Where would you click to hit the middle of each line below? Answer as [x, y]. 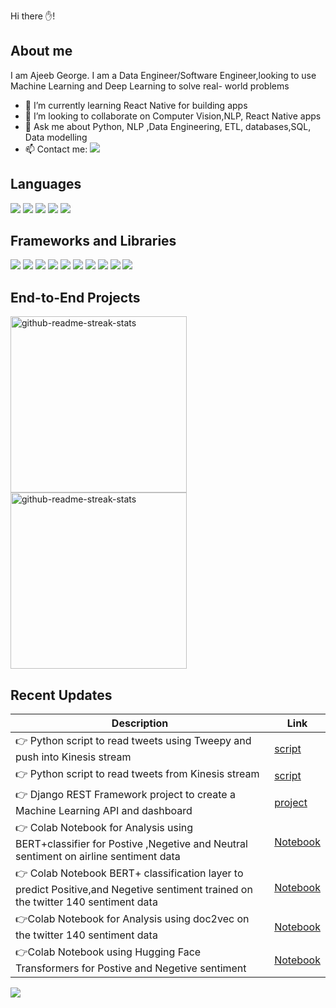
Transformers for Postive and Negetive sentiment [131, 968]
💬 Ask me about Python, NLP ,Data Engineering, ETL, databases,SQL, [168, 126]
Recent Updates [61, 695]
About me [41, 51]
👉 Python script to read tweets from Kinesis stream [137, 774]
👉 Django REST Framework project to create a [125, 795]
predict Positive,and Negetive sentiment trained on [134, 890]
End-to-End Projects [75, 297]
